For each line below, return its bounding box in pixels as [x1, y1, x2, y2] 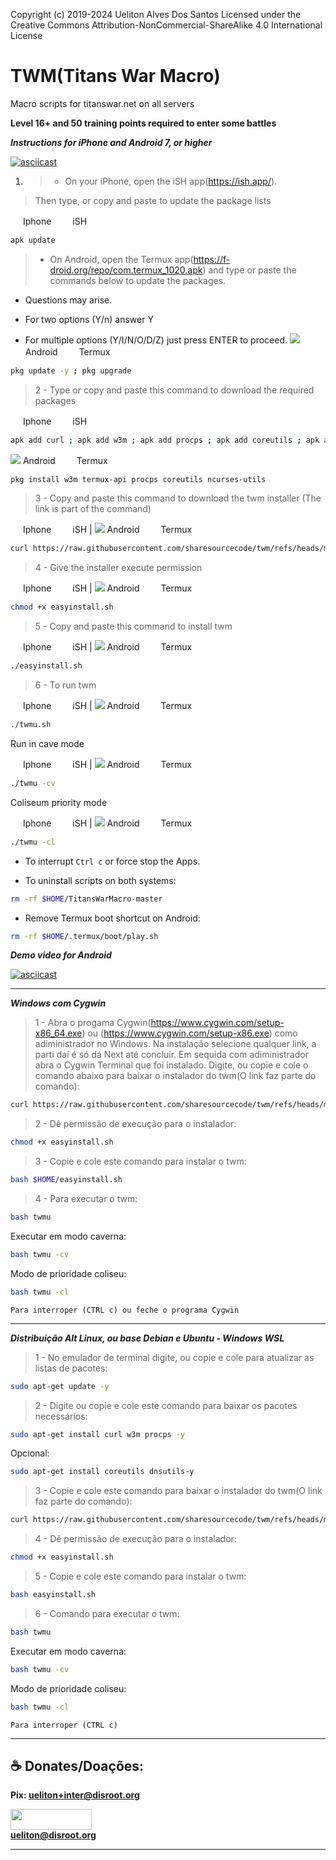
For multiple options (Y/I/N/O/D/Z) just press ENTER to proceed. [24, 334, 288, 346]
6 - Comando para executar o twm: [34, 1607, 180, 1619]
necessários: [34, 1410, 88, 1422]
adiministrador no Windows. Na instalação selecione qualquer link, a [34, 1038, 317, 1050]
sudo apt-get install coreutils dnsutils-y [10, 1467, 195, 1477]
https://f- [193, 253, 231, 265]
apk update [10, 235, 56, 245]
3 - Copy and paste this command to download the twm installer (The [34, 492, 322, 504]
